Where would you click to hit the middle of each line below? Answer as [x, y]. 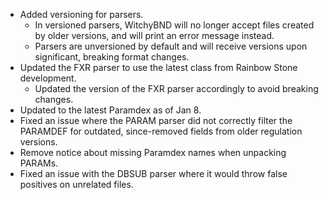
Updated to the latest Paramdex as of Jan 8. [110, 110]
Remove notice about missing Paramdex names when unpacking [153, 152]
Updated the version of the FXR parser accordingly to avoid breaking [176, 88]
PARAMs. [39, 163]
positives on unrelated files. [76, 184]
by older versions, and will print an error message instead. [154, 35]
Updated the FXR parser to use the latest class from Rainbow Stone [158, 67]
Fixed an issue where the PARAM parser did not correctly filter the [156, 120]
